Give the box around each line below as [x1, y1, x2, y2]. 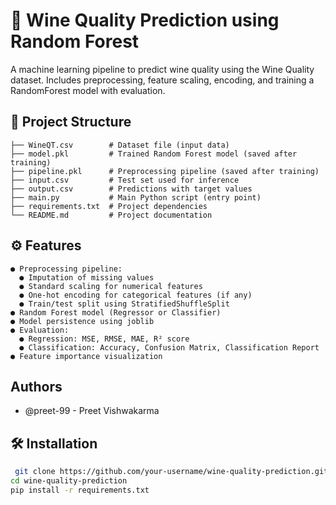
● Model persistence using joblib [10, 316, 155, 326]
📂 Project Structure [10, 114, 132, 131]
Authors [10, 378, 63, 395]
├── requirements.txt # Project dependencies [10, 201, 208, 211]
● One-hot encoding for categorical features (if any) [19, 290, 253, 300]
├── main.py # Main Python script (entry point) [10, 192, 262, 203]
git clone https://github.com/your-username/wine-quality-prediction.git [14, 467, 329, 477]
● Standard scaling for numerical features [19, 281, 203, 291]
